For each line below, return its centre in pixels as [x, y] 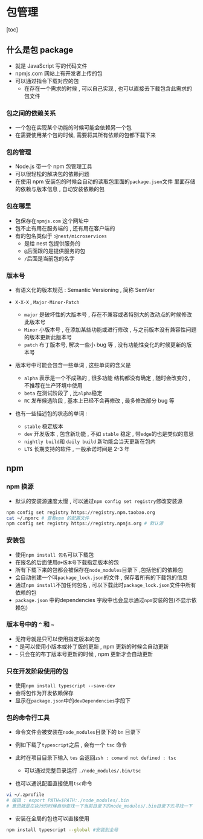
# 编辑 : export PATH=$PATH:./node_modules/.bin [68, 801]
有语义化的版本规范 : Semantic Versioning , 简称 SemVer [85, 290]
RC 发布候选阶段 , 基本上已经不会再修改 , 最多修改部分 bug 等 [99, 400]
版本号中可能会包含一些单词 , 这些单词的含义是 [73, 365]
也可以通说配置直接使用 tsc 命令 [53, 783]
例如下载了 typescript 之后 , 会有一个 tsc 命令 [71, 745]
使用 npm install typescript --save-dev [65, 685]
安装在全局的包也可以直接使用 [52, 818]
